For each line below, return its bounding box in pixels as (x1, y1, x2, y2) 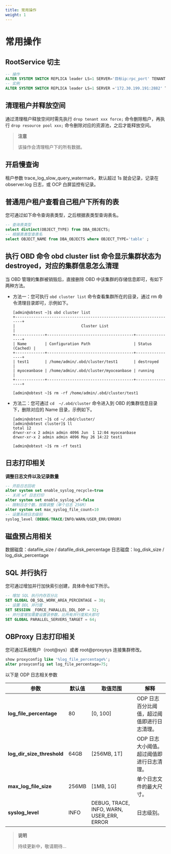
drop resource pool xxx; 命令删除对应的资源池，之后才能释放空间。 (11, 122, 154, 128)
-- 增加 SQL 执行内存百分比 (5, 593, 58, 598)
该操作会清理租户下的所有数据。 (17, 144, 85, 150)
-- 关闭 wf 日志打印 (5, 493, 44, 498)
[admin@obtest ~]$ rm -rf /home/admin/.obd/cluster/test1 (12, 390, 138, 396)
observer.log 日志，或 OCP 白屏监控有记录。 (5, 181, 99, 187)
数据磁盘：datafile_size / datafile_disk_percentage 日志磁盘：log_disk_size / (5, 546, 164, 552)
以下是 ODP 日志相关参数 (5, 672, 58, 678)
